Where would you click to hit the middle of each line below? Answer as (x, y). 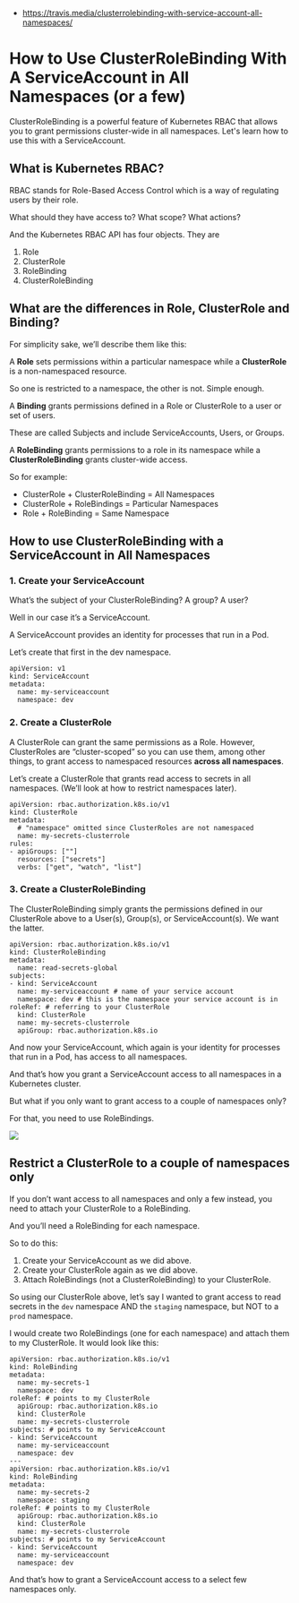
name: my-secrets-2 (54, 1492)
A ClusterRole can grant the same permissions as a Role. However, (132, 741)
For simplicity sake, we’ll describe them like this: (98, 344)
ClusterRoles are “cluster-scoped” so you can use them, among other (137, 751)
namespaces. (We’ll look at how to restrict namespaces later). (123, 788)
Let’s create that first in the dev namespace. (90, 652)
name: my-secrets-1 (54, 1383)
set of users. (33, 415)
